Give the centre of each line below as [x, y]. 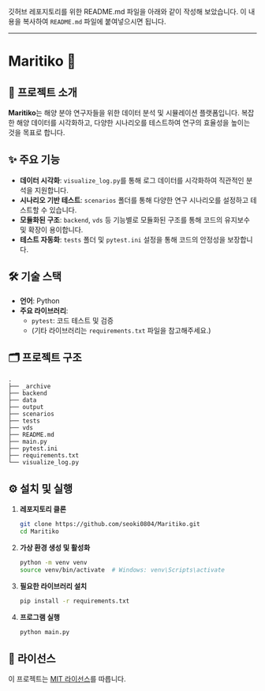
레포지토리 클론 [43, 509]
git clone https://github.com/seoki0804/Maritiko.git [110, 524]
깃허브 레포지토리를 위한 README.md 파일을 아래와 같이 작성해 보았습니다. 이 [127, 11]
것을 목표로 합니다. [37, 132]
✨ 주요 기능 [34, 160]
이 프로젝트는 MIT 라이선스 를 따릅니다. [67, 679]
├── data [22, 400]
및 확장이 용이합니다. [51, 229]
